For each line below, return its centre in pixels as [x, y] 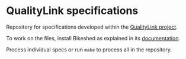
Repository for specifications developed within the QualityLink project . [92, 27]
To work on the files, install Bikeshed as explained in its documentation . [93, 38]
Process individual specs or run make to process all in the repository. [89, 49]
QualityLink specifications [72, 11]
